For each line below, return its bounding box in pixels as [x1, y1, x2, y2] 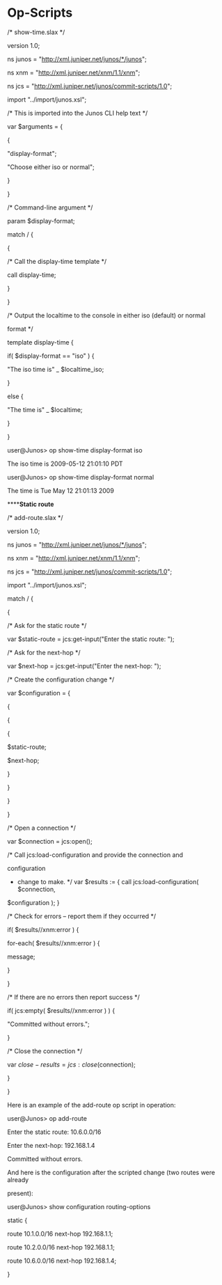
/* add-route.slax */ [7, 513, 64, 521]
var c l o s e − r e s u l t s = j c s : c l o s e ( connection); [7, 1060, 136, 1069]
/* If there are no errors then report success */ [7, 993, 141, 1001]
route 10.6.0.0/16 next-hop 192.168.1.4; [7, 1256, 117, 1265]
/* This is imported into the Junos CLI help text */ [7, 109, 148, 117]
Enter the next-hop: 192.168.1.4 [7, 1141, 95, 1149]
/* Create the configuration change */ [7, 675, 115, 684]
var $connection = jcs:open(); [7, 837, 93, 845]
